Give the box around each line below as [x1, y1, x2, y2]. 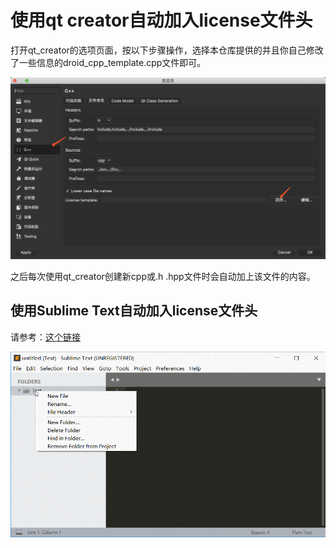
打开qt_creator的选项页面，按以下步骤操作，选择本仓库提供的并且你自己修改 [10, 44, 324, 56]
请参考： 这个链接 [10, 331, 81, 343]
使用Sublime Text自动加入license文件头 [10, 302, 258, 320]
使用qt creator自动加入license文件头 [10, 9, 313, 32]
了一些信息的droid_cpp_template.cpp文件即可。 [10, 56, 207, 68]
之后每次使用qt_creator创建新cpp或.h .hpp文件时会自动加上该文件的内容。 [10, 270, 316, 282]
